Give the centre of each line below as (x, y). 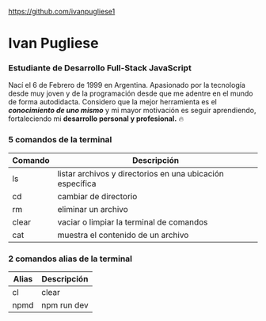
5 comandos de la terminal (60, 140)
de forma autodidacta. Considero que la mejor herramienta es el (113, 102)
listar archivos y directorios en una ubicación (141, 173)
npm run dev (65, 305)
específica (77, 183)
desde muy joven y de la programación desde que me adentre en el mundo (131, 93)
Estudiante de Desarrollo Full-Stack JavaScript (100, 68)
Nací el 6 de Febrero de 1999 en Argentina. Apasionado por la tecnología (127, 85)
